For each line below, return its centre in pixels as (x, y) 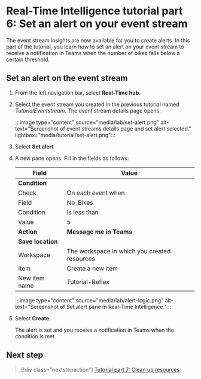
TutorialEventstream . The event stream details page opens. (88, 110)
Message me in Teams (100, 232)
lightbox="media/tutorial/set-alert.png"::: (65, 135)
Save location (38, 241)
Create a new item (92, 268)
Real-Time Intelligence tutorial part (95, 11)
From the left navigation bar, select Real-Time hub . (77, 93)
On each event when (96, 193)
